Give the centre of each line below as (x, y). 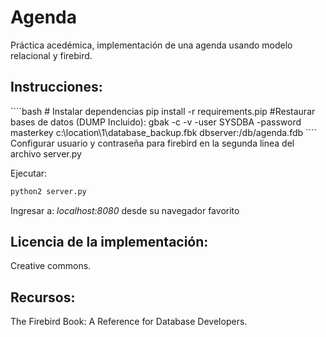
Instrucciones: (56, 87)
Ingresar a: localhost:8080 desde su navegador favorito (125, 210)
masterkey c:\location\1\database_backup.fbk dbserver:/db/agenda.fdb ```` (164, 132)
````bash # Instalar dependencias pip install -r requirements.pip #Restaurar (163, 111)
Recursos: (43, 297)
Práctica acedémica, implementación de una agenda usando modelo (151, 45)
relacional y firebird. (51, 55)
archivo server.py (46, 153)
